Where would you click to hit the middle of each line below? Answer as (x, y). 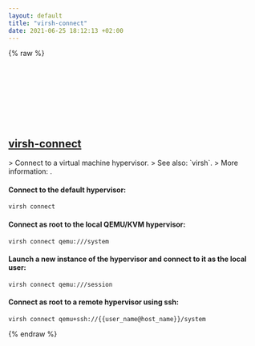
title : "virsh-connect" (48, 23)
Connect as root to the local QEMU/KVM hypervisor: (97, 224)
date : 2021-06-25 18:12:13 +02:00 (66, 30)
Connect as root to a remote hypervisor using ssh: (93, 302)
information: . (30, 171)
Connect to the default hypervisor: (67, 190)
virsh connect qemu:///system (59, 241)
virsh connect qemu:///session (61, 284)
